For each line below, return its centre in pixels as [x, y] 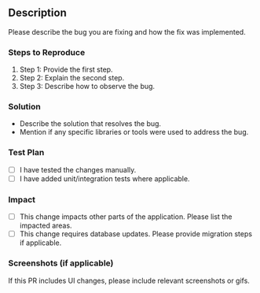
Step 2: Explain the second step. [72, 78]
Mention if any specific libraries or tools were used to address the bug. [134, 132]
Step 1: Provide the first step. [66, 69]
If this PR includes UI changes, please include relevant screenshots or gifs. [129, 280]
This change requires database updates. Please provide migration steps [136, 234]
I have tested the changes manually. [78, 169]
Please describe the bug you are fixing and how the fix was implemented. [127, 32]
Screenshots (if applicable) [61, 263]
